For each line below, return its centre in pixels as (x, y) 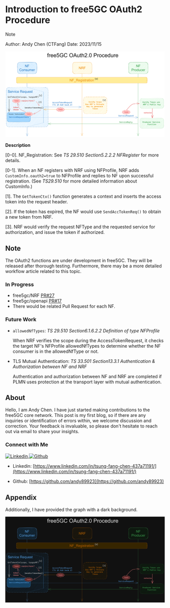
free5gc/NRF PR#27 (33, 295)
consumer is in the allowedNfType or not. (56, 351)
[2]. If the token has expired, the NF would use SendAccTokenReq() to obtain (83, 211)
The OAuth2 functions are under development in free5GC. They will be (79, 260)
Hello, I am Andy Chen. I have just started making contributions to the (78, 410)
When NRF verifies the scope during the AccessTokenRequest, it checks (88, 340)
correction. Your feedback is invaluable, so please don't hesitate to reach (81, 426)
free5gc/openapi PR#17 (37, 301)
